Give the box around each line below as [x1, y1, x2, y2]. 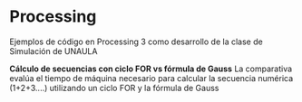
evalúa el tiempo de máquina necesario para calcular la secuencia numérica [9, 72, 294, 83]
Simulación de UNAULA [9, 45, 98, 56]
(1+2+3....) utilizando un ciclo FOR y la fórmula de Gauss [9, 82, 219, 93]
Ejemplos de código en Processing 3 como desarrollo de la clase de [9, 36, 263, 47]
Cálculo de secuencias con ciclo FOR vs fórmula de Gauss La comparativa [9, 63, 293, 74]
